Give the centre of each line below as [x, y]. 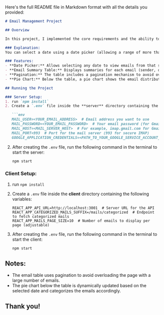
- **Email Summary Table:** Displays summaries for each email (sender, [81, 70]
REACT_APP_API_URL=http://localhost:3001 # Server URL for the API [83, 208]
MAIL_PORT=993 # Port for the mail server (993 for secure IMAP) [81, 133]
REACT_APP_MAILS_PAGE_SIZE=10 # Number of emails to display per [81, 221]
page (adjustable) [31, 225]
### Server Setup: [24, 97]
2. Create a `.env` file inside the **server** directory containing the [82, 106]
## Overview [17, 30]
